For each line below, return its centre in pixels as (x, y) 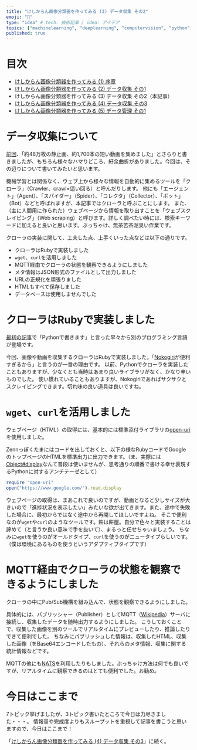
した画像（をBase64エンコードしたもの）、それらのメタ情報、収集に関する (96, 643)
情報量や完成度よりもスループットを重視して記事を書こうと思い (110, 721)
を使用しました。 (27, 437)
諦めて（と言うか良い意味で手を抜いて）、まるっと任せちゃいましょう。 (92, 529)
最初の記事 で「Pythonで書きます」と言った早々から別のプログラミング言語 (97, 337)
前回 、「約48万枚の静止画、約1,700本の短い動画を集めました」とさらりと (94, 154)
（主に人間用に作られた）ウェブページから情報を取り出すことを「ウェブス (96, 211)
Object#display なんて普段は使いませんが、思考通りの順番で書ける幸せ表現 (96, 464)
